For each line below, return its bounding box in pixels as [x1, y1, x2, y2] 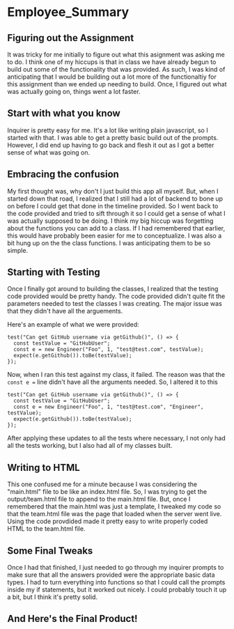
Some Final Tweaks [7, 545, 93, 557]
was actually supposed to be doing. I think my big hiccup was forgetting [7, 217, 214, 225]
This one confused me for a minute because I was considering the [7, 480, 197, 488]
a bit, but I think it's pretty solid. [7, 593, 98, 601]
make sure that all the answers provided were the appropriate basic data [7, 570, 215, 579]
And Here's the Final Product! [7, 613, 138, 625]
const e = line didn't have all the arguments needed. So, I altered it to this [7, 378, 218, 387]
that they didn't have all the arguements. [7, 307, 123, 316]
